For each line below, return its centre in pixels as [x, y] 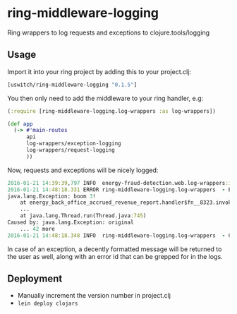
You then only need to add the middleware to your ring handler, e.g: [105, 98]
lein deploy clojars [48, 304]
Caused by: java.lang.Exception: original [71, 222]
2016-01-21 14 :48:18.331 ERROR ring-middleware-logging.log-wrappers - [116, 189]
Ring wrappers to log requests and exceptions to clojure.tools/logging [109, 32]
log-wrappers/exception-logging [73, 144]
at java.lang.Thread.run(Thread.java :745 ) [83, 216]
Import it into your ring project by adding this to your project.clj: [99, 71]
